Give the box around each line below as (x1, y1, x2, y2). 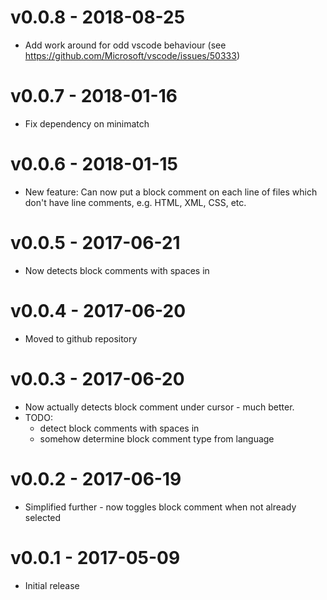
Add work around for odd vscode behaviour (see (24, 39, 227, 51)
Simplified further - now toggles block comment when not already (24, 501, 297, 513)
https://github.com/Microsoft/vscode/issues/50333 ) (24, 49, 240, 61)
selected (24, 511, 62, 523)
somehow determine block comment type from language (39, 432, 275, 445)
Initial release (24, 579, 80, 591)
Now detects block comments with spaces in (24, 264, 210, 276)
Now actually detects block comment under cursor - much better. (24, 401, 295, 413)
